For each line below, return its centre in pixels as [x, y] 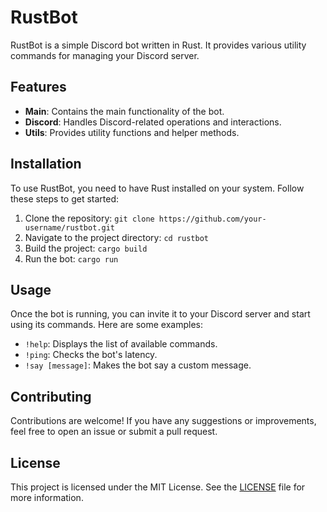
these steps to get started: [65, 198]
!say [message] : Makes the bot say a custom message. [138, 365]
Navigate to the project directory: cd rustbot [116, 237]
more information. [47, 497]
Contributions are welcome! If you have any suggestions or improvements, [163, 421]
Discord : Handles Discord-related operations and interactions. [153, 122]
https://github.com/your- [212, 219]
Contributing [51, 396]
